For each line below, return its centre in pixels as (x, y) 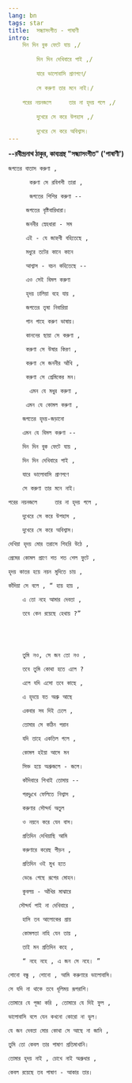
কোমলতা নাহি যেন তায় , (50, 934)
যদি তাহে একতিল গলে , (49, 739)
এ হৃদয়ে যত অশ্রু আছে (47, 697)
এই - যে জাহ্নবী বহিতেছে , (57, 238)
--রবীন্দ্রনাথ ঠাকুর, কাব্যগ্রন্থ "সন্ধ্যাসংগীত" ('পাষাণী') (66, 154)
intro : (19, 38)
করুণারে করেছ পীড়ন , (47, 850)
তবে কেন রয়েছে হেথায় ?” (52, 614)
